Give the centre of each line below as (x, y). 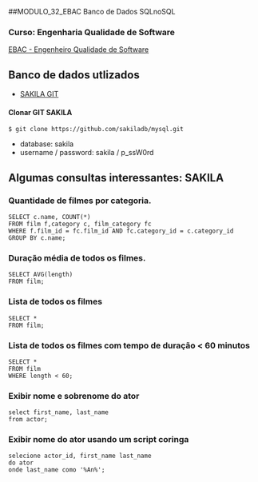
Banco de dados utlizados (74, 75)
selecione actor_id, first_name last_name (80, 456)
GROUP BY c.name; (37, 238)
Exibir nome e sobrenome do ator (74, 396)
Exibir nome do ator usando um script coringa (99, 440)
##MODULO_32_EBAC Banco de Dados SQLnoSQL (92, 12)
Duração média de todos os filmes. (77, 257)
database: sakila (47, 144)
